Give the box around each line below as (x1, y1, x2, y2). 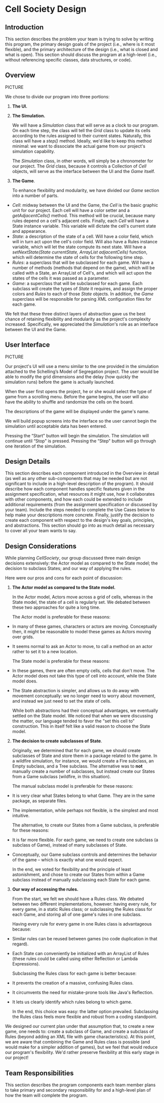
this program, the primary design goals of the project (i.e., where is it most (5, 41, 155, 47)
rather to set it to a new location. (12, 649, 78, 654)
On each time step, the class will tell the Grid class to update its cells (12, 127, 151, 133)
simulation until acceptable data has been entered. (5, 423, 107, 429)
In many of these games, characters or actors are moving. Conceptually (12, 623, 157, 629)
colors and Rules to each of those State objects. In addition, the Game (12, 291, 154, 297)
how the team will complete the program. (5, 1092, 88, 1099)
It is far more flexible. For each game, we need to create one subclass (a (12, 837, 158, 843)
